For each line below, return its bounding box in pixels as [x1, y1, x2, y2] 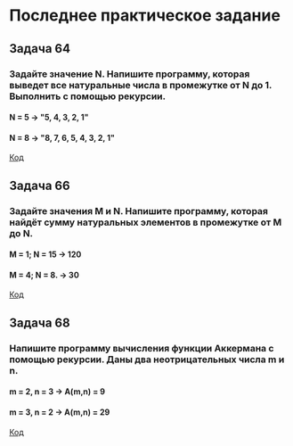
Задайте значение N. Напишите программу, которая [9, 68, 250, 80]
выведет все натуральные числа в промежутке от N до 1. [9, 78, 273, 91]
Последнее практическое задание [9, 5, 281, 26]
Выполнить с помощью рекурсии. [9, 90, 167, 103]
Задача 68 [9, 315, 70, 330]
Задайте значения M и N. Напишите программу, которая [9, 204, 269, 217]
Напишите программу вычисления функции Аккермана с [9, 342, 274, 354]
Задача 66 [9, 178, 70, 193]
